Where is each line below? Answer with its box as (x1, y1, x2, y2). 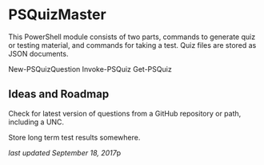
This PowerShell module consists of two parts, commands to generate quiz (8, 32, 256, 41)
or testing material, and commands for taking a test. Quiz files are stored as (8, 40, 257, 49)
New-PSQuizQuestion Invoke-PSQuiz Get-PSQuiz (8, 64, 172, 73)
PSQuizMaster (8, 6, 106, 24)
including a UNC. (8, 117, 65, 127)
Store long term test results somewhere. (8, 132, 141, 142)
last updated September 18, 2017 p (8, 147, 122, 157)
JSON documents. (8, 49, 69, 58)
